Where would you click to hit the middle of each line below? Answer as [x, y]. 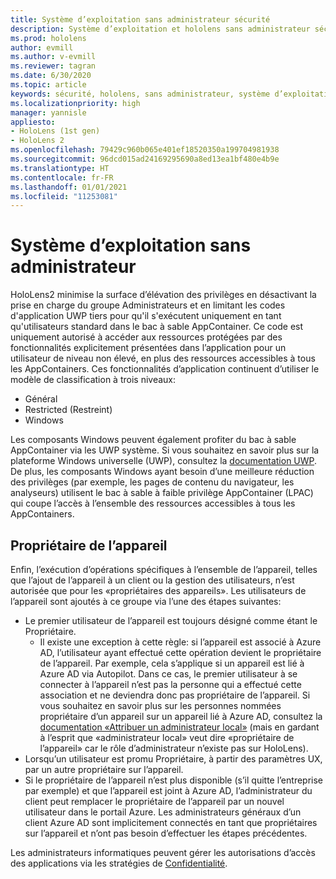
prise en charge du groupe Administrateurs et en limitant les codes [148, 305]
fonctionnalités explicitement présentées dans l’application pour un [148, 348]
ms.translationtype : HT [60, 168]
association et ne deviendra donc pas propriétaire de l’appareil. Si [175, 695]
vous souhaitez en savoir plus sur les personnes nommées [160, 705]
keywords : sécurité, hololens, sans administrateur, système [140, 94]
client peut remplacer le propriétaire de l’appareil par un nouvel [154, 801]
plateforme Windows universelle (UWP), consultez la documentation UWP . [164, 461]
